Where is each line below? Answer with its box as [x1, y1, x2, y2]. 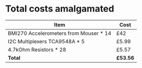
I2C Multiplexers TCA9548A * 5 [8, 38, 85, 45]
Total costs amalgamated [5, 3, 115, 15]
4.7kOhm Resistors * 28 [8, 46, 66, 53]
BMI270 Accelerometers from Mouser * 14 [8, 30, 111, 37]
